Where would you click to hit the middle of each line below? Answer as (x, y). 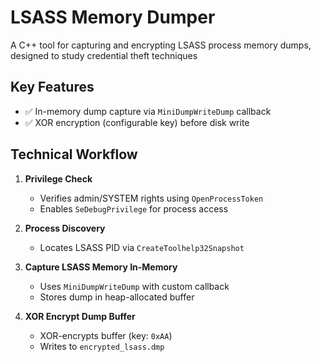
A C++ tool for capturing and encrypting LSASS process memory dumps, (161, 45)
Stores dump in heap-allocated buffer (117, 297)
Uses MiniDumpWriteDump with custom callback (134, 286)
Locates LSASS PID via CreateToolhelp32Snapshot (142, 247)
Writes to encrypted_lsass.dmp (102, 346)
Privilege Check (58, 178)
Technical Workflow (74, 154)
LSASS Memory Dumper (113, 17)
